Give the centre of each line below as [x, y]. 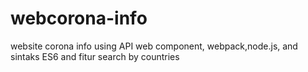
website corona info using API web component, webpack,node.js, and [154, 46]
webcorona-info [79, 18]
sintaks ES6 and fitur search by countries [95, 56]
